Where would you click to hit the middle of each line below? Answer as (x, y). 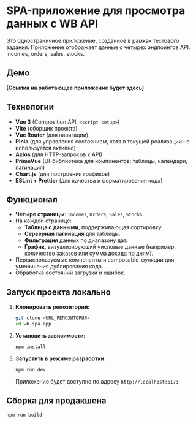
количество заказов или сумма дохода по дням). (89, 253)
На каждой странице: (43, 221)
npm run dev (30, 369)
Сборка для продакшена (56, 401)
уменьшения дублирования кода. (59, 267)
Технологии (30, 107)
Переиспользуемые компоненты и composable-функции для (95, 260)
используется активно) (46, 148)
